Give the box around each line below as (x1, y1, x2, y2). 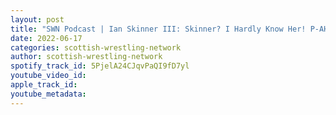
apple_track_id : (10, 80, 78, 90)
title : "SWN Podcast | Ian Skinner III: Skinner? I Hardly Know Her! (10, 24, 307, 34)
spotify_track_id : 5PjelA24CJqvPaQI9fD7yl (10, 61, 190, 71)
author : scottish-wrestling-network (10, 52, 163, 62)
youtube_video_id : (10, 71, 87, 81)
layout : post (10, 14, 65, 25)
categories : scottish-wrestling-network (10, 42, 182, 53)
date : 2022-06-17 (10, 33, 83, 43)
